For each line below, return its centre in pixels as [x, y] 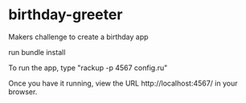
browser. [23, 91]
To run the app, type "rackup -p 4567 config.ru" [88, 67]
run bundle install [37, 52]
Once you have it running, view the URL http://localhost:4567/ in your [123, 83]
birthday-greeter [66, 15]
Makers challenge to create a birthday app [78, 37]
